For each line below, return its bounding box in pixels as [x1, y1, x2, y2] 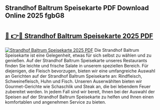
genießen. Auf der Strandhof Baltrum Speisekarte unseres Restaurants [5, 58, 148, 63]
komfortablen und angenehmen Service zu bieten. [5, 99, 106, 105]
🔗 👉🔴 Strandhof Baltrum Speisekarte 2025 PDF [5, 32, 153, 40]
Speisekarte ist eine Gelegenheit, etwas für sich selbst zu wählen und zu [5, 52, 152, 58]
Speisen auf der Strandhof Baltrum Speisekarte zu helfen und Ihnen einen [5, 94, 154, 100]
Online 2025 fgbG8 [5, 12, 65, 20]
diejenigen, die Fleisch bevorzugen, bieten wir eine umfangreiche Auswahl [5, 68, 156, 74]
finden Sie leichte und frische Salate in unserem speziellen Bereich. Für [5, 63, 149, 68]
